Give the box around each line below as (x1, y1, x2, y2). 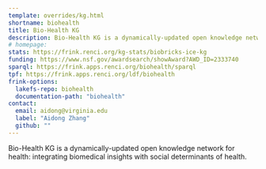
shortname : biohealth (8, 19, 80, 27)
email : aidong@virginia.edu (15, 107, 108, 115)
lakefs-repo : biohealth (15, 84, 93, 93)
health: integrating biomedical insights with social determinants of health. (8, 152, 247, 161)
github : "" (15, 122, 51, 130)
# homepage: (8, 41, 47, 49)
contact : (8, 100, 37, 107)
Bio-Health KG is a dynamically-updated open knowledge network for (8, 143, 235, 152)
